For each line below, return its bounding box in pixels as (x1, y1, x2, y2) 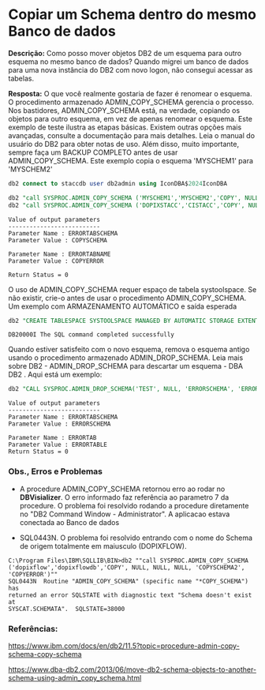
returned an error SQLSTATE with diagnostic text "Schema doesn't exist (8, 591, 252, 599)
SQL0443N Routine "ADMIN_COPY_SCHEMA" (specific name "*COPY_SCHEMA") (8, 577, 248, 585)
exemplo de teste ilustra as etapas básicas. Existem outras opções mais (8, 122, 242, 132)
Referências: (8, 623, 58, 634)
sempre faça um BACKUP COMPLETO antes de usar (8, 148, 178, 157)
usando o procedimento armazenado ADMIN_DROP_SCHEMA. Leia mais (8, 353, 244, 362)
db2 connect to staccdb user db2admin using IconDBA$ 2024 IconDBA (8, 179, 227, 187)
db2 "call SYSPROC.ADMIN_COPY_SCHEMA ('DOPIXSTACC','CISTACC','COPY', (8, 201, 245, 209)
